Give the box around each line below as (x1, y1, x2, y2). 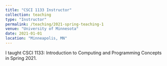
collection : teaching (5, 12, 52, 17)
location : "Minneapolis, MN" (5, 36, 67, 41)
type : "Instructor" (5, 17, 47, 22)
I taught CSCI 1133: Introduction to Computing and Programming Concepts (5, 49, 162, 56)
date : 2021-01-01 (5, 31, 42, 36)
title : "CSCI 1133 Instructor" (5, 7, 72, 13)
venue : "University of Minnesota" (5, 26, 79, 31)
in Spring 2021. (5, 55, 37, 61)
